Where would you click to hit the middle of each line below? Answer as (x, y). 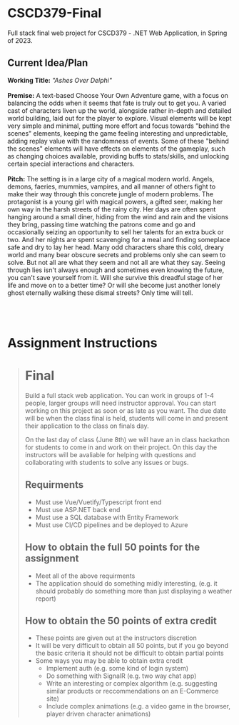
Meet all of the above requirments (85, 576)
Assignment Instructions (82, 342)
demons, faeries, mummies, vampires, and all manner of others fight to (112, 186)
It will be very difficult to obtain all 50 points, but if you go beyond (132, 646)
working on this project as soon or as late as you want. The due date (126, 410)
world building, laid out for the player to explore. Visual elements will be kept (119, 118)
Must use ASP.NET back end (78, 509)
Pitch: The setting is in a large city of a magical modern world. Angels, (111, 179)
